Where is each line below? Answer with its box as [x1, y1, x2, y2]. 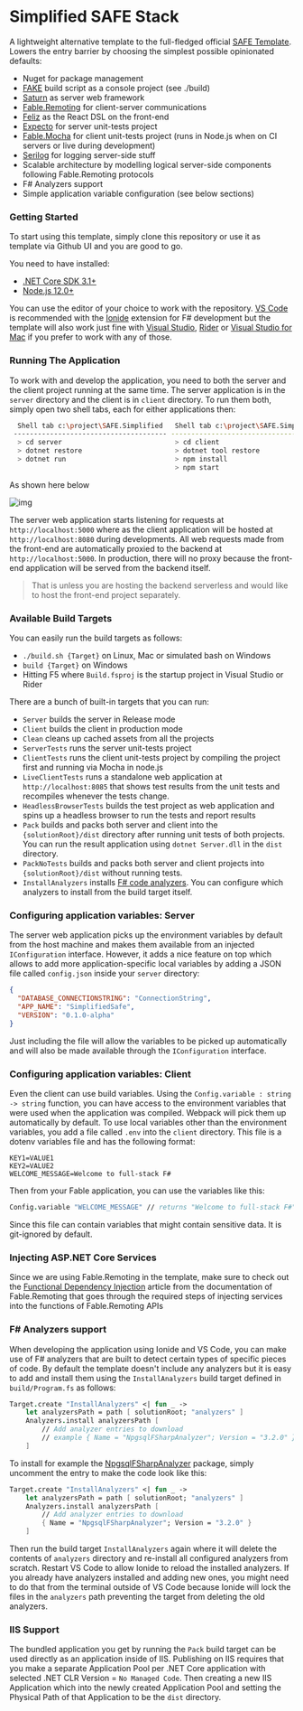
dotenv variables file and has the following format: [9, 1136, 196, 1147]
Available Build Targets [9, 612, 113, 624]
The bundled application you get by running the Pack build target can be [9, 1644, 277, 1655]
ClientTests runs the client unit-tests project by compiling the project [22, 753, 281, 763]
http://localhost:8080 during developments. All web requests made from [9, 533, 285, 544]
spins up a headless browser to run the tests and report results [22, 810, 256, 821]
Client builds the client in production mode [22, 724, 183, 734]
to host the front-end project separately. [31, 589, 181, 600]
